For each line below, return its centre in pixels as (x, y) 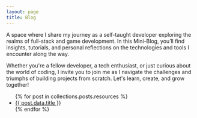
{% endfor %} (32, 109)
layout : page (23, 12)
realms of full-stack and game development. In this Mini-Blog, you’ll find (95, 41)
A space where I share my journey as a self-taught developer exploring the (99, 34)
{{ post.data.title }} (38, 102)
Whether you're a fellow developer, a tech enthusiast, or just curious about (98, 65)
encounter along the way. (38, 54)
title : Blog (21, 17)
